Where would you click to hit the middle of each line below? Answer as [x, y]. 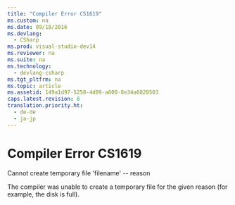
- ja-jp [25, 118]
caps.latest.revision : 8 [44, 99]
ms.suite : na [26, 60]
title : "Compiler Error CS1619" [55, 14]
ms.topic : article [34, 86]
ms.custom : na [28, 20]
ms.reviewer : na [31, 54]
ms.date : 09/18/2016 [38, 27]
